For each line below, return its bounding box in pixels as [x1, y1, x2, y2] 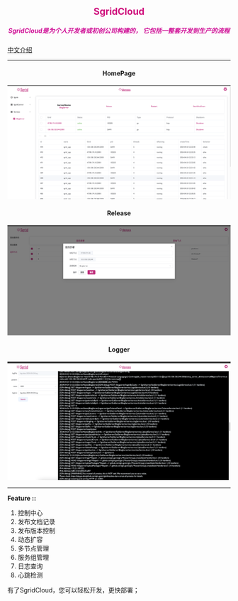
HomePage [102, 69, 136, 77]
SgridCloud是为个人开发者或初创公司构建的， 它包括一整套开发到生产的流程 [8, 26, 230, 35]
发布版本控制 [17, 526, 55, 535]
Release [107, 209, 131, 217]
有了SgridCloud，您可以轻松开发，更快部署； [7, 586, 140, 595]
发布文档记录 [17, 518, 55, 526]
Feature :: [7, 494, 37, 503]
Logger [108, 345, 130, 354]
